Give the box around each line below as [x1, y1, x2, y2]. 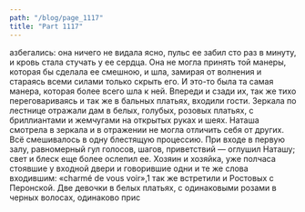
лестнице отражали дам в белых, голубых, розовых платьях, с [9, 105, 254, 116]
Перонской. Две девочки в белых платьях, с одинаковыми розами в [9, 182, 277, 193]
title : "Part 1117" [9, 22, 84, 31]
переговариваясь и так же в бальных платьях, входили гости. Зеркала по [9, 95, 297, 106]
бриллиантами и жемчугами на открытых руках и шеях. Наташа [9, 115, 259, 126]
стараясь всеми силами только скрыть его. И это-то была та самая [9, 76, 274, 86]
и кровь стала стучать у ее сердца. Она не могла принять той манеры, [9, 56, 287, 67]
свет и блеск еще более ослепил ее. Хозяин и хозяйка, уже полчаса [9, 153, 276, 164]
